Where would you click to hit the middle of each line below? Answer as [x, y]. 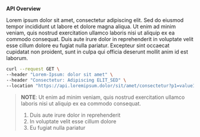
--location [20, 86]
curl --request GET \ [33, 69]
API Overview [24, 9]
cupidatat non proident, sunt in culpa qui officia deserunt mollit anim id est [97, 52]
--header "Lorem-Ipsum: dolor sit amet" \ [60, 74]
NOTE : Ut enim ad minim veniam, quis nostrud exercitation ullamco [103, 97]
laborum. [17, 58]
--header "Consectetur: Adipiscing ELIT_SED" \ [66, 80]
